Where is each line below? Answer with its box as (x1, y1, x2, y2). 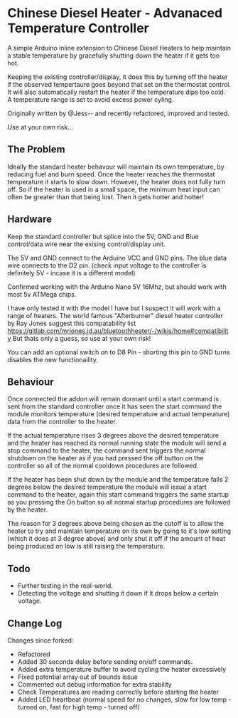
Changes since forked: (7, 636, 74, 645)
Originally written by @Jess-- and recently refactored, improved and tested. (7, 109, 229, 117)
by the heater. (7, 505, 48, 514)
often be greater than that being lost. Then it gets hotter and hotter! (7, 192, 204, 201)
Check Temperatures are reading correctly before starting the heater (17, 688, 220, 696)
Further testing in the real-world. (17, 581, 114, 590)
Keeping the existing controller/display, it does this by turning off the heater (7, 73, 228, 81)
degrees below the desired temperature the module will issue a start (7, 482, 207, 492)
